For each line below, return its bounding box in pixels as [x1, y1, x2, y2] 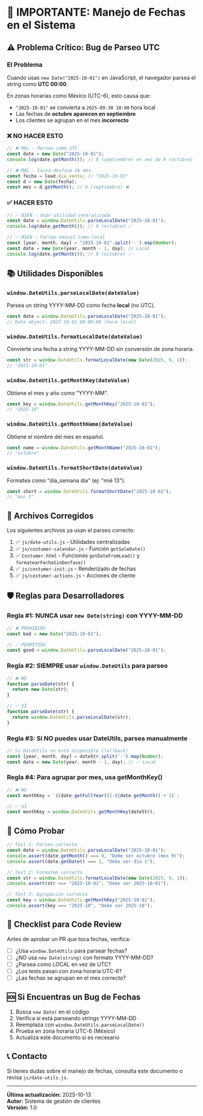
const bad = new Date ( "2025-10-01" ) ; [7, 631, 102, 637]
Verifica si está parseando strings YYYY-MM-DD [15, 1014, 137, 1021]
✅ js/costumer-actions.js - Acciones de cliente [15, 572, 136, 579]
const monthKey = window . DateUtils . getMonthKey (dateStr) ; [7, 809, 155, 815]
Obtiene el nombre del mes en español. [7, 433, 105, 440]
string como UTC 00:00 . [7, 80, 68, 87]
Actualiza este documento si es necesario [15, 1033, 120, 1041]
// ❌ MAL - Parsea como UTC [7, 145, 78, 151]
